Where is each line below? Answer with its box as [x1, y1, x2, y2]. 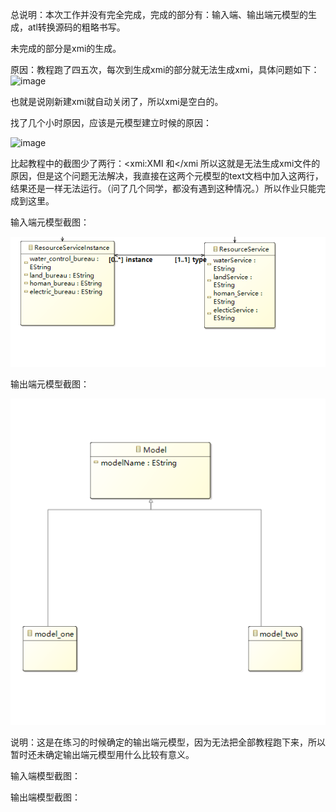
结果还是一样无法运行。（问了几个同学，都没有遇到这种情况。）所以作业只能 [10, 183, 317, 194]
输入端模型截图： [10, 769, 81, 782]
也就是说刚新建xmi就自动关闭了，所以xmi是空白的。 [10, 96, 224, 107]
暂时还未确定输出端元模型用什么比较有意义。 [10, 748, 195, 760]
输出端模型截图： [10, 791, 81, 803]
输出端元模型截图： [10, 378, 90, 390]
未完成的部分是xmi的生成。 [10, 43, 122, 54]
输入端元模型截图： [10, 216, 90, 228]
